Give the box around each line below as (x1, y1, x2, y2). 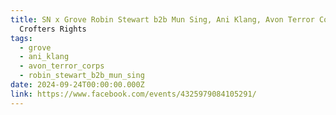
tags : (10, 33, 33, 43)
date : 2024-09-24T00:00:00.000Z (10, 80, 145, 90)
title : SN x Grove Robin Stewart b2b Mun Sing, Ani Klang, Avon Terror (10, 14, 315, 25)
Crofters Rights (19, 24, 87, 34)
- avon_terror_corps (19, 61, 105, 71)
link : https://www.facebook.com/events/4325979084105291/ (10, 89, 257, 99)
